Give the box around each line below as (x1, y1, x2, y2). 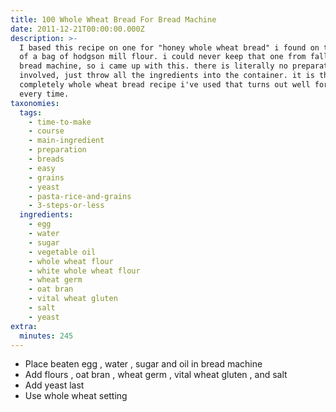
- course (28, 126, 65, 136)
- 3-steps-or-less (28, 201, 105, 211)
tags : (19, 107, 43, 118)
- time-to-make (28, 117, 92, 127)
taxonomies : (10, 98, 60, 108)
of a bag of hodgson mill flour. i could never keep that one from (19, 52, 307, 62)
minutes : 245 (19, 331, 74, 341)
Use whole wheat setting (24, 390, 128, 402)
